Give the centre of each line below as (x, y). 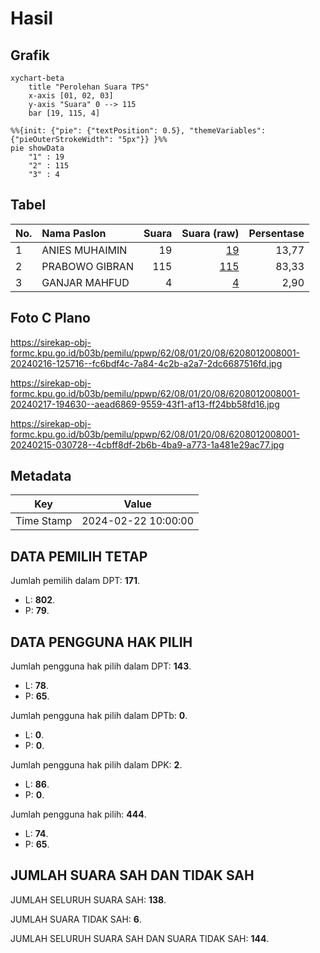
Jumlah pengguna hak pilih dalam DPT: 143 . (101, 666)
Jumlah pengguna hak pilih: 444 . (78, 814)
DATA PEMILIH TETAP (79, 556)
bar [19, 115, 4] (64, 113)
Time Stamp (44, 521)
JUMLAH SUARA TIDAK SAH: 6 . (76, 919)
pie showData (37, 148)
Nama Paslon (74, 233)
